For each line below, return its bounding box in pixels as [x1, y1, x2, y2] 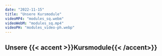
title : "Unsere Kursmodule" [5, 12, 62, 17]
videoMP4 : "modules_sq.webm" [5, 16, 64, 21]
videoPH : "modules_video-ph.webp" [5, 25, 75, 30]
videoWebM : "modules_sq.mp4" [5, 20, 64, 26]
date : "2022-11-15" [5, 7, 45, 12]
